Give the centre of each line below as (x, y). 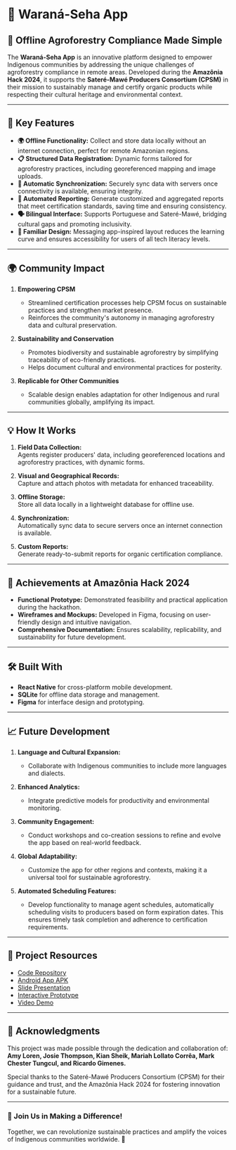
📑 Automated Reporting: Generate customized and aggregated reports (120, 198)
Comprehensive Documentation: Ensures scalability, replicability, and (119, 630)
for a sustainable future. (42, 1092)
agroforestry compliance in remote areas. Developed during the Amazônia (115, 72)
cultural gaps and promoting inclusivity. (74, 224)
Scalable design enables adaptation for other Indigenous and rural (124, 394)
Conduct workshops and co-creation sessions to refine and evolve (124, 835)
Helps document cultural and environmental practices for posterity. (125, 367)
